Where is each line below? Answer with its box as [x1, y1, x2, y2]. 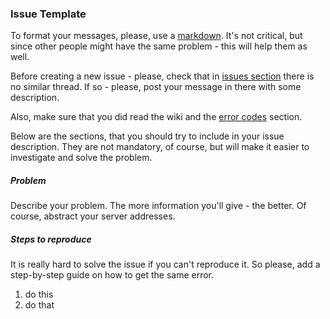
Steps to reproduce [10, 233, 92, 245]
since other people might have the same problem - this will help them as [10, 40, 308, 52]
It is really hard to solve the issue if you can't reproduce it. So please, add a [10, 258, 321, 271]
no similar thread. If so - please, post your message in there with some [10, 81, 302, 93]
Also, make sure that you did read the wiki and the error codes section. [10, 111, 303, 123]
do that [24, 299, 55, 311]
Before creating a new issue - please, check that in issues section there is [10, 70, 315, 82]
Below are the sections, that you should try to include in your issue [10, 130, 285, 142]
